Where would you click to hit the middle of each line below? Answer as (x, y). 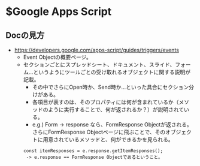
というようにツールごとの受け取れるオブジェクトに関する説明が (112, 72)
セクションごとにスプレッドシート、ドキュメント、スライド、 (99, 64)
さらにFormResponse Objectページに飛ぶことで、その (99, 132)
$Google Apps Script (59, 12)
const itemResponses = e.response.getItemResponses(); (93, 151)
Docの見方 (25, 35)
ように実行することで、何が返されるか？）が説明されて (116, 109)
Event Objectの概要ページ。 (57, 57)
